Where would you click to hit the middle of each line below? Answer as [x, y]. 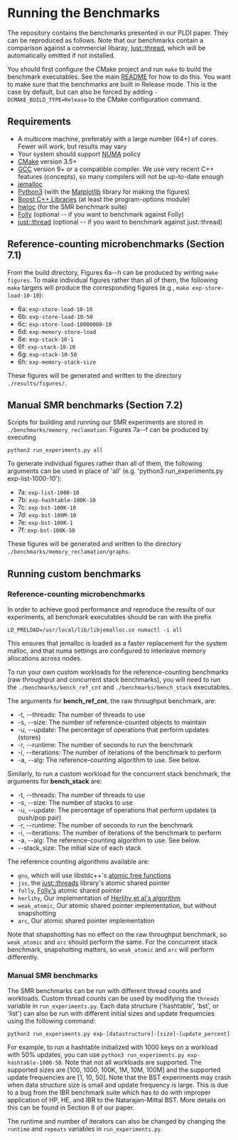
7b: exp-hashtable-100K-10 [56, 500]
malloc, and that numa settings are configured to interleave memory [107, 651]
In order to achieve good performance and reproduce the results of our [111, 609]
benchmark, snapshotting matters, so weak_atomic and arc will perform [111, 950]
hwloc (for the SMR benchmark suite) [72, 207]
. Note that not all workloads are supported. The [131, 1063]
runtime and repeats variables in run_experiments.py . [85, 1129]
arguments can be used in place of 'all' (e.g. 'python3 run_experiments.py [115, 471]
